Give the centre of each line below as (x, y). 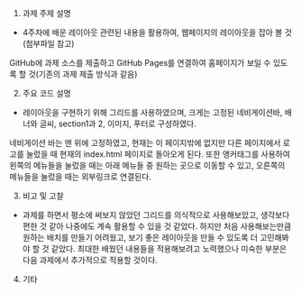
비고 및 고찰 (43, 196)
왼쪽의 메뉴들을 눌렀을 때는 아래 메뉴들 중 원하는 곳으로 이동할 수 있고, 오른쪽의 (147, 165)
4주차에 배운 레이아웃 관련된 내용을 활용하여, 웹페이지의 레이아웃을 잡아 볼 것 (157, 32)
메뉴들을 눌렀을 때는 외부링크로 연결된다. (80, 177)
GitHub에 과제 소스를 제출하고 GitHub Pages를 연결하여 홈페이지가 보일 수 (140, 63)
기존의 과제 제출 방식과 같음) (88, 74)
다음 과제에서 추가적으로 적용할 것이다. (90, 260)
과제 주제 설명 (46, 13)
